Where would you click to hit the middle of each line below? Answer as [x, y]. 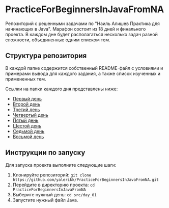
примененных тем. [26, 79]
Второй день [26, 104]
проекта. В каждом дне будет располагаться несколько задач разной [81, 34]
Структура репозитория [46, 56]
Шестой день [27, 125]
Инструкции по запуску [45, 153]
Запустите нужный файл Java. [45, 200]
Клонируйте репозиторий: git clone [52, 175]
